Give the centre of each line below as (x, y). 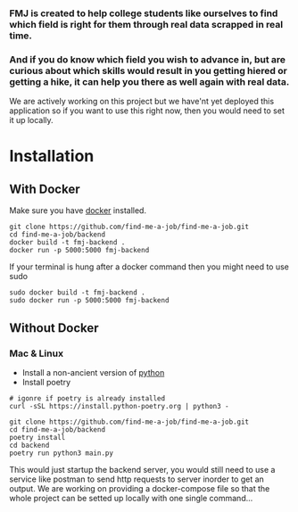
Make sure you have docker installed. (78, 211)
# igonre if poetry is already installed (87, 398)
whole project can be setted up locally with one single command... (131, 498)
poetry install (37, 437)
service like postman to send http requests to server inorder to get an (137, 479)
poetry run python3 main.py (62, 453)
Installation (52, 157)
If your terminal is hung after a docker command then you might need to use (149, 267)
